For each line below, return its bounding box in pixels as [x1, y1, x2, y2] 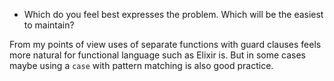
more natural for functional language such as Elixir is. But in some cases [9, 49, 307, 61]
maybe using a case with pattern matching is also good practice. [9, 60, 274, 71]
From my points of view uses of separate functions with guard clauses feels [9, 39, 322, 50]
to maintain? [23, 19, 75, 31]
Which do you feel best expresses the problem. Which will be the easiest [23, 9, 324, 20]
